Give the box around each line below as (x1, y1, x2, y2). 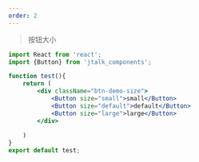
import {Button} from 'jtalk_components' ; (8, 57, 152, 66)
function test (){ (8, 73, 66, 81)
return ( (22, 80, 52, 88)
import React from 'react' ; (8, 50, 102, 58)
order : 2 (8, 11, 38, 20)
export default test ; (8, 147, 81, 155)
